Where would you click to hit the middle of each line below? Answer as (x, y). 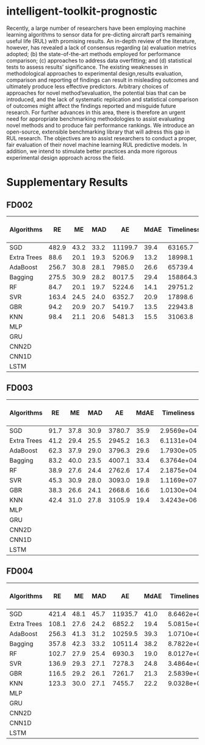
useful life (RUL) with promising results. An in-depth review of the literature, (101, 41)
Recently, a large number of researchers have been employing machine (96, 28)
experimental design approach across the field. (66, 157)
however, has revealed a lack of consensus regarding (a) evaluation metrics (101, 48)
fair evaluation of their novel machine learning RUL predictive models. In (97, 144)
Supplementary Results (67, 183)
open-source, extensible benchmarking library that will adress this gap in (98, 132)
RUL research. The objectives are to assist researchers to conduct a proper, (102, 138)
